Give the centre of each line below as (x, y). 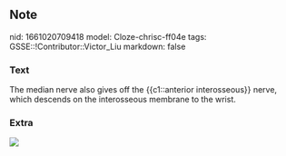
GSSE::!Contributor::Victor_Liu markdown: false (98, 46)
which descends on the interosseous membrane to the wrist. (123, 100)
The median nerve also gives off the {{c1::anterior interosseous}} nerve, (143, 90)
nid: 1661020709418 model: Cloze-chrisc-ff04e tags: (108, 36)
